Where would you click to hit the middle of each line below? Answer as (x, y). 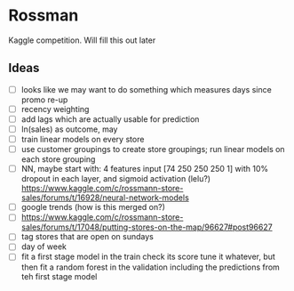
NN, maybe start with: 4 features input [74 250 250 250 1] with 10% (144, 169)
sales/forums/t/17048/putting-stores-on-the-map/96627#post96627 (147, 227)
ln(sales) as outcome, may (69, 129)
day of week (44, 247)
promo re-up (44, 100)
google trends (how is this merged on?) (93, 207)
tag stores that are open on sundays (87, 237)
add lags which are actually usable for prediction (110, 119)
